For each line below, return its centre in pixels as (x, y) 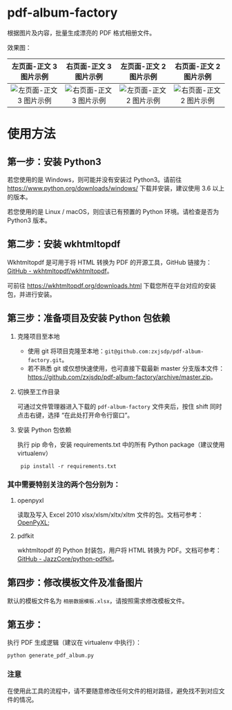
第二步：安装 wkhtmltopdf (64, 244)
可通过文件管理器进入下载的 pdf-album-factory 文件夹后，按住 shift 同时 (119, 406)
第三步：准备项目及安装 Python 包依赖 (89, 318)
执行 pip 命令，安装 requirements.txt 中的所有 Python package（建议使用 (121, 444)
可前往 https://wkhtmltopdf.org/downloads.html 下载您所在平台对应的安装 (112, 285)
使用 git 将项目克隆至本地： (66, 350)
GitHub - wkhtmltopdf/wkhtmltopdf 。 (60, 271)
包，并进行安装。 (31, 294)
